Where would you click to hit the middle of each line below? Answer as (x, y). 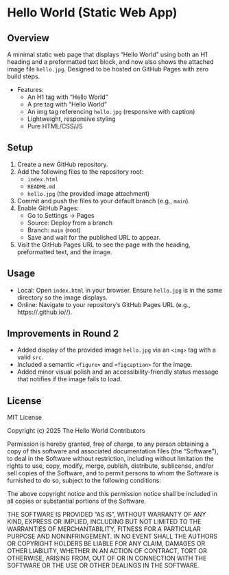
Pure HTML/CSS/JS (55, 126)
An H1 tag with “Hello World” (68, 97)
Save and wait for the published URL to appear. (94, 237)
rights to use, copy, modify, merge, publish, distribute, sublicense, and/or (110, 466)
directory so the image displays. (62, 297)
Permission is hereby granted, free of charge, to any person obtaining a (108, 444)
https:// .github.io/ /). (45, 312)
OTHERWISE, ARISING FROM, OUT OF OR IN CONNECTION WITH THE (107, 559)
